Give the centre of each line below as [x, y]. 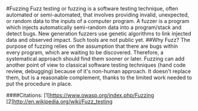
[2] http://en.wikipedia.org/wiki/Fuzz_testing [59, 102]
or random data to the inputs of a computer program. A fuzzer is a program [98, 21]
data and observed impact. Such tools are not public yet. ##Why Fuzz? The [98, 40]
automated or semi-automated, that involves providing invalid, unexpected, [98, 15]
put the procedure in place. [39, 84]
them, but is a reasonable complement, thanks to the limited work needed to [99, 77]
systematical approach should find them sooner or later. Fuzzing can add [95, 59]
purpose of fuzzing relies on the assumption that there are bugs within [92, 46]
